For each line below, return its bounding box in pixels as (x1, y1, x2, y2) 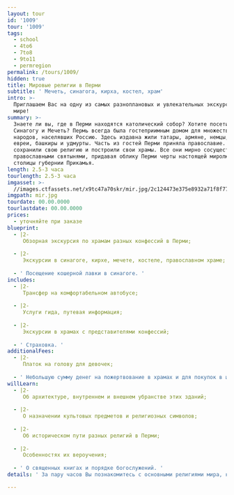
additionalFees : (7, 348, 54, 355)
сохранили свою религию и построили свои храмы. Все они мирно (13, 147, 201, 154)
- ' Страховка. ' (13, 341, 64, 348)
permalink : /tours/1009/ (7, 68, 79, 75)
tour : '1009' (7, 23, 45, 30)
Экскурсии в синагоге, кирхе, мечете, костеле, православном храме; (22, 257, 226, 264)
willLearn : (7, 380, 39, 387)
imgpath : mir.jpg (7, 192, 58, 199)
